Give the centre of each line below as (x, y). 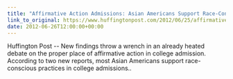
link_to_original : (34, 20)
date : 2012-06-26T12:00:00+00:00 (55, 26)
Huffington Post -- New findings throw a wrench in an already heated (106, 46)
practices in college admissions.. (85, 68)
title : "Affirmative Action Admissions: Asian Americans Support (103, 14)
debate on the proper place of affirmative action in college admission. (107, 53)
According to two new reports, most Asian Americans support (95, 61)
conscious (22, 68)
